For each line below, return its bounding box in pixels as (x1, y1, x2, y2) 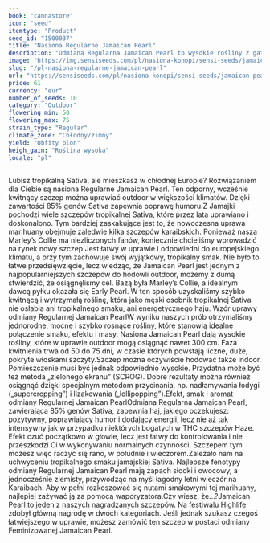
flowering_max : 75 (8, 116, 70, 125)
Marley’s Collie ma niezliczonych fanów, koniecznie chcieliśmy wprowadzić (8, 235, 257, 245)
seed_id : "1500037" (8, 34, 74, 43)
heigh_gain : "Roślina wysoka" (8, 146, 110, 154)
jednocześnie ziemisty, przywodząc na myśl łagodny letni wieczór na (8, 475, 237, 484)
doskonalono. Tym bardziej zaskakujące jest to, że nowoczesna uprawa (8, 218, 246, 228)
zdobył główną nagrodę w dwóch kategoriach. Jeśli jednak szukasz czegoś (8, 508, 259, 518)
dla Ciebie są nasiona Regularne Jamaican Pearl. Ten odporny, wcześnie (8, 184, 249, 194)
